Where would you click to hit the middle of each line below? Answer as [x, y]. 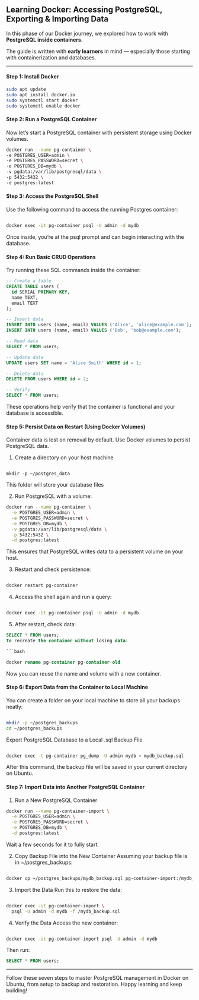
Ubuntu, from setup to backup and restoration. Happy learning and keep [94, 984]
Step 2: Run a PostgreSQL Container [52, 119]
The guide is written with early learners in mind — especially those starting [98, 51]
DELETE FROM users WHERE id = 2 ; [47, 379]
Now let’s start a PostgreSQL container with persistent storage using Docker [99, 133]
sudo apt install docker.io [41, 94]
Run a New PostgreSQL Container [56, 800]
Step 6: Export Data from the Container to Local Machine [77, 687]
